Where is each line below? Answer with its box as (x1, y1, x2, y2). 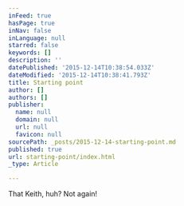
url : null (15, 123, 48, 131)
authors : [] (8, 93, 48, 101)
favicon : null (15, 130, 62, 138)
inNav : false (8, 26, 52, 34)
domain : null (15, 116, 59, 124)
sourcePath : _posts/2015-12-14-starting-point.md (8, 137, 177, 146)
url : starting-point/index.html (8, 153, 115, 160)
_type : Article (8, 160, 59, 168)
